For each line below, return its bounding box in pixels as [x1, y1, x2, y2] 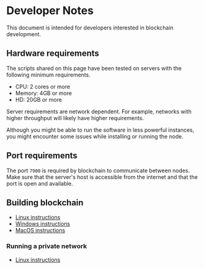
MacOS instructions [15, 227, 66, 234]
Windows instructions [15, 220, 70, 227]
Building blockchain [6, 197, 84, 208]
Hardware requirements [6, 48, 99, 59]
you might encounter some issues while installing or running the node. [6, 132, 184, 140]
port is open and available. [6, 180, 74, 187]
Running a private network [6, 242, 87, 251]
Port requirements [6, 151, 78, 161]
